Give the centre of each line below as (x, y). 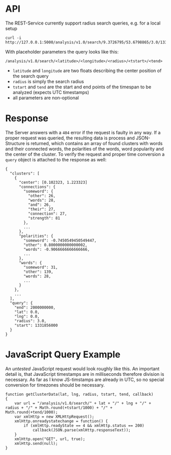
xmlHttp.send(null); (36, 443)
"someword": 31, (41, 267)
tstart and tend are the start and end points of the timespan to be (82, 87)
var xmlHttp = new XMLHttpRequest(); (54, 417)
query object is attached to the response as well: (56, 159)
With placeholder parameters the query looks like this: (62, 52)
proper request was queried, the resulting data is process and (70, 138)
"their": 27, (42, 209)
